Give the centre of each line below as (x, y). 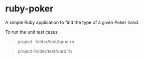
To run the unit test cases (31, 32)
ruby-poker (29, 9)
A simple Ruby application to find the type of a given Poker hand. (72, 22)
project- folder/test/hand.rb (46, 41)
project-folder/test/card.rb (45, 51)
